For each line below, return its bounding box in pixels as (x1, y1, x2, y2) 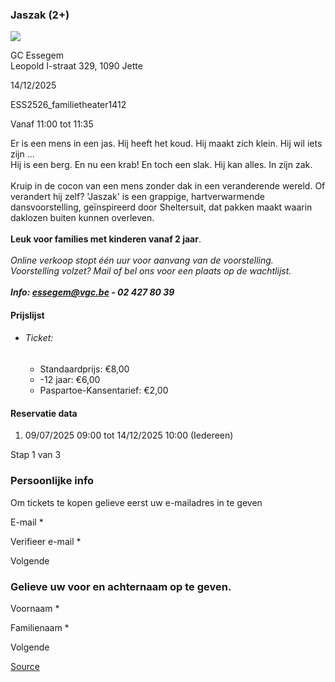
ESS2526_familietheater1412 (10, 99, 127, 111)
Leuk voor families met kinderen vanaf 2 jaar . (10, 233, 202, 245)
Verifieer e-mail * (10, 535, 82, 547)
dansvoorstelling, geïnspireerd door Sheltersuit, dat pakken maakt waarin (10, 201, 313, 213)
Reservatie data (10, 407, 78, 419)
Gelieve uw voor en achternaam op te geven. (10, 579, 232, 593)
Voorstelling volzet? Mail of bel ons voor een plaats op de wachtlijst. (10, 265, 292, 277)
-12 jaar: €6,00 (39, 374, 101, 386)
